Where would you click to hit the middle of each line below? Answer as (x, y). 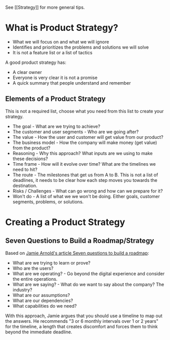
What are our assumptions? (41, 295)
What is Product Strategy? (62, 28)
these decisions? (30, 159)
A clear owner (27, 72)
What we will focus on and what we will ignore (61, 42)
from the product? (31, 148)
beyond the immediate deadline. (39, 332)
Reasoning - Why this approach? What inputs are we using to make (82, 153)
